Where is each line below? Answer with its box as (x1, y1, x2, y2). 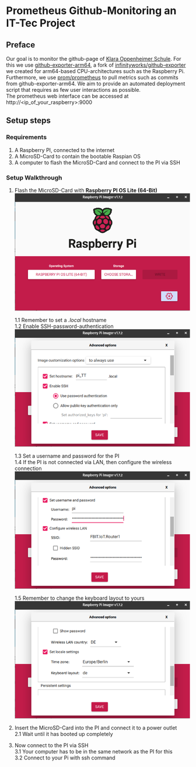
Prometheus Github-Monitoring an (6, 4, 177, 18)
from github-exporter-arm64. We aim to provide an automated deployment (6, 80, 185, 87)
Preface (6, 40, 36, 50)
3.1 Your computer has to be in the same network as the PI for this (14, 748, 173, 755)
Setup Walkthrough (6, 174, 62, 182)
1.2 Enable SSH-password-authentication (14, 323, 114, 330)
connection (14, 465, 42, 472)
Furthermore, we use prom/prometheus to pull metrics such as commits (6, 74, 179, 81)
